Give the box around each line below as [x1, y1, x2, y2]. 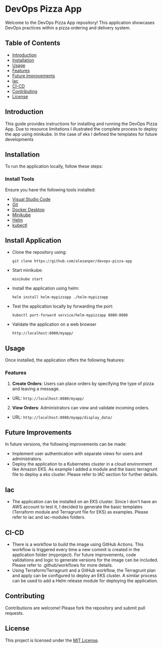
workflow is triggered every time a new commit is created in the [12, 547, 140, 553]
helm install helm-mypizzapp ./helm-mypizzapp [12, 295, 109, 300]
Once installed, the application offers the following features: [5, 357, 125, 363]
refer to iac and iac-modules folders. [12, 514, 86, 520]
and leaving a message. [12, 385, 60, 392]
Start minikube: [12, 268, 43, 273]
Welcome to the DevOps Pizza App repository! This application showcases [5, 20, 155, 25]
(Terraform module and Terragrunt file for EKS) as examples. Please [12, 509, 148, 515]
